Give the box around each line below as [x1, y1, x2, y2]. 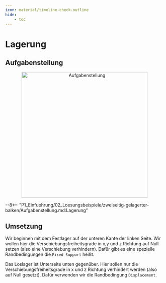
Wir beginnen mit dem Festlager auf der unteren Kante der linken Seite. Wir [5, 235, 161, 242]
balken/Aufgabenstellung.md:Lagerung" [5, 207, 88, 214]
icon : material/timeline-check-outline [5, 7, 89, 13]
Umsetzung [5, 222, 43, 231]
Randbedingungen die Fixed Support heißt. [5, 251, 95, 257]
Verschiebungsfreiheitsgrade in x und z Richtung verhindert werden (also [5, 266, 157, 272]
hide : [5, 12, 17, 17]
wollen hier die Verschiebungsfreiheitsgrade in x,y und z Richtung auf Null [5, 241, 159, 247]
